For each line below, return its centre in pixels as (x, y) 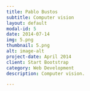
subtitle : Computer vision (40, 17)
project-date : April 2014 (39, 57)
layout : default (27, 23)
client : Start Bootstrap (37, 62)
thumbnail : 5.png (28, 46)
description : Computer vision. (46, 74)
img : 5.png (20, 40)
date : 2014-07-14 (28, 34)
